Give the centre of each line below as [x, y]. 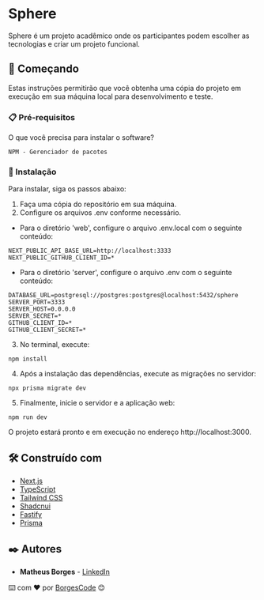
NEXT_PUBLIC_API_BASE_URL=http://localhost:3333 [90, 251]
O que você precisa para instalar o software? [81, 138]
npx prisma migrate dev [47, 388]
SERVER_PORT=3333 [37, 302]
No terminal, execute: [55, 345]
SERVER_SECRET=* [35, 316]
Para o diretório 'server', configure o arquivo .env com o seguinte [126, 273]
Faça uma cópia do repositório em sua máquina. [98, 204]
